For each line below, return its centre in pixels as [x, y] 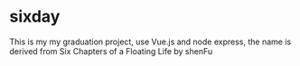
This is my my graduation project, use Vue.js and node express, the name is [150, 42]
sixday [35, 17]
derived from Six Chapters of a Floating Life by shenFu [111, 51]
